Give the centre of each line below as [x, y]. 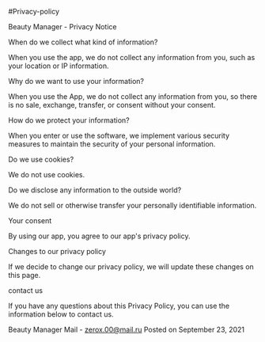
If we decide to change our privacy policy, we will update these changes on [131, 267]
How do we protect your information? [69, 120]
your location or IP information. [59, 66]
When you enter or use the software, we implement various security [119, 135]
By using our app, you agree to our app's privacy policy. [99, 236]
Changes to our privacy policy [57, 251]
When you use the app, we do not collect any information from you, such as [132, 57]
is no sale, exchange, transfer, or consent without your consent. [112, 105]
